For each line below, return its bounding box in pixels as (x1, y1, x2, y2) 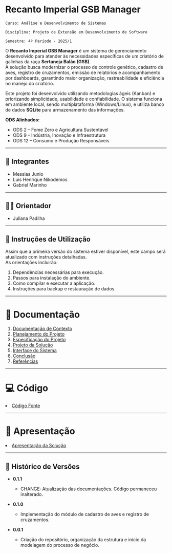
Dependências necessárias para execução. (12, 269, 104, 275)
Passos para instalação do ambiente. (12, 275, 91, 281)
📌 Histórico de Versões (5, 462, 80, 471)
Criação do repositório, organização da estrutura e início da (20, 537, 146, 543)
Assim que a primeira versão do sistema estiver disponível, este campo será (5, 248, 166, 255)
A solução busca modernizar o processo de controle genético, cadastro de (5, 64, 164, 70)
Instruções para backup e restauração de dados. (12, 286, 116, 292)
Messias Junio (12, 171, 44, 177)
